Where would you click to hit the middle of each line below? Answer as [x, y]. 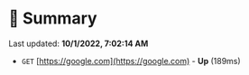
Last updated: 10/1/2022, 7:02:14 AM [78, 43]
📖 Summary [53, 19]
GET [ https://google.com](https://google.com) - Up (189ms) [131, 61]
